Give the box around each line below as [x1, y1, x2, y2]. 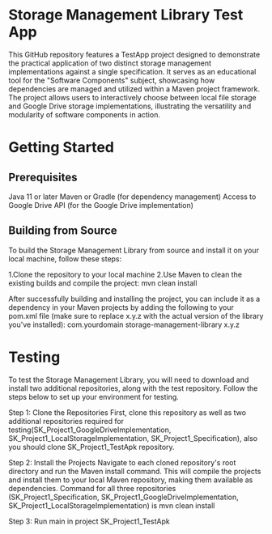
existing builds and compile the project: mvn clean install [8, 278, 198, 288]
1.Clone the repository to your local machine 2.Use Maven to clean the [8, 269, 243, 279]
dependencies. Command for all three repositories [8, 483, 176, 493]
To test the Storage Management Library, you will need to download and [8, 375, 249, 384]
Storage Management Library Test [8, 6, 244, 24]
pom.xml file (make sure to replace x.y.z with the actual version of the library [8, 311, 264, 320]
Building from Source [8, 224, 117, 238]
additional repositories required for [8, 416, 124, 426]
